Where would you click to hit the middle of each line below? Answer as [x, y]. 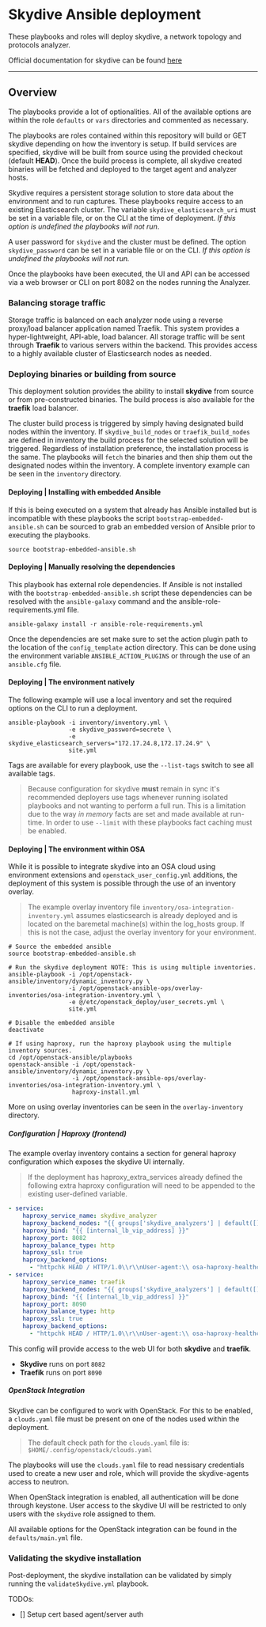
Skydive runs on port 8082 [62, 1363]
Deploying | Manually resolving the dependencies [92, 567]
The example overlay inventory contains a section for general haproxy [122, 1154]
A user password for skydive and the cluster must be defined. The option [127, 241]
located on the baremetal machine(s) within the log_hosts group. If [136, 924]
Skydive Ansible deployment [105, 15]
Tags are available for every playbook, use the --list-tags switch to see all [131, 764]
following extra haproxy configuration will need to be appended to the [141, 1185]
